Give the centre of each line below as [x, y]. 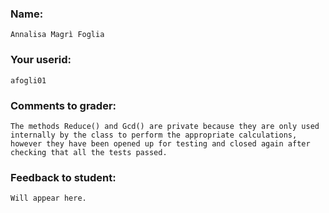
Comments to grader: [63, 105]
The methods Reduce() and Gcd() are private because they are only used [165, 126]
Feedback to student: [63, 177]
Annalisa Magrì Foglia [57, 35]
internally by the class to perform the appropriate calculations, [154, 135]
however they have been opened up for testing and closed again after [160, 143]
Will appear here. [48, 198]
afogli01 [28, 80]
